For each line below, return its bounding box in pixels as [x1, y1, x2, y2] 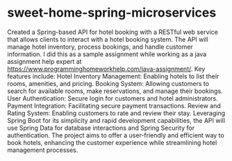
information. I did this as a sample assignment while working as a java [7, 50, 207, 58]
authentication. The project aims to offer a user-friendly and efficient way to [7, 130, 224, 139]
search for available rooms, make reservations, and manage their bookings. [7, 87, 224, 95]
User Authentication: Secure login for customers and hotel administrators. [7, 94, 219, 102]
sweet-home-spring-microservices [7, 5, 217, 21]
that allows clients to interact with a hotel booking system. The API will [7, 35, 208, 43]
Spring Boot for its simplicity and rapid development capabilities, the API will [7, 116, 226, 124]
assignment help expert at [7, 57, 82, 65]
